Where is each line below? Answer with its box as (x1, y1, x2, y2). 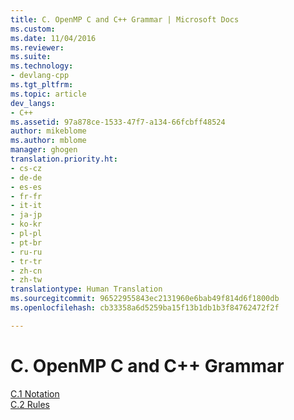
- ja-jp (10, 210, 43, 220)
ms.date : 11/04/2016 (10, 33, 97, 43)
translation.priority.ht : (10, 154, 118, 164)
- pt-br (10, 237, 43, 248)
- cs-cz (10, 163, 43, 173)
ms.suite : (10, 52, 52, 62)
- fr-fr (10, 191, 43, 201)
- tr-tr (10, 256, 43, 266)
